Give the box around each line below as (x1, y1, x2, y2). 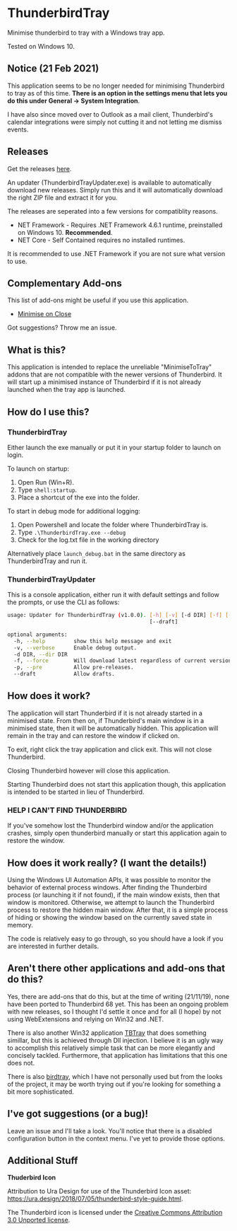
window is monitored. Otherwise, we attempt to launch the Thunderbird (7, 898, 215, 906)
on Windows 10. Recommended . (17, 228, 113, 236)
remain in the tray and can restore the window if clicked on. (7, 731, 180, 740)
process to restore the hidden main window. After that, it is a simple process (7, 906, 229, 914)
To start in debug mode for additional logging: (7, 507, 141, 515)
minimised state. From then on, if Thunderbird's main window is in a (7, 716, 205, 724)
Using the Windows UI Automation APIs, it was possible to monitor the (7, 875, 212, 884)
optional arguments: (7, 631, 68, 638)
